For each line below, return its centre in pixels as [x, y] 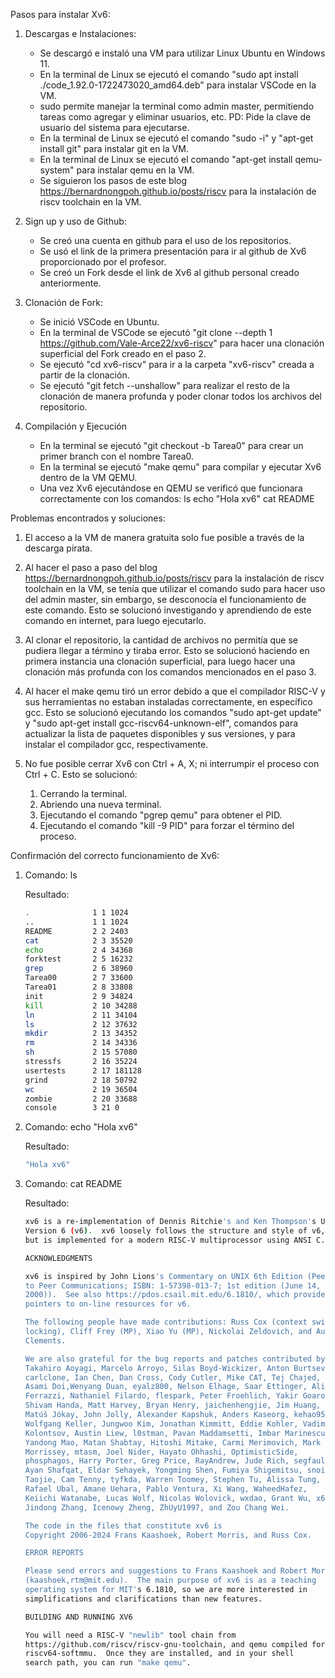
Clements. [45, 1340]
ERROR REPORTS [54, 1553]
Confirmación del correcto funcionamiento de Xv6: [115, 855]
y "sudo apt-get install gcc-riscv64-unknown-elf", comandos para [161, 723]
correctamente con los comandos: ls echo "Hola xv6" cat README [177, 498]
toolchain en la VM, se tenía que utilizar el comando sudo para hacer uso [175, 588]
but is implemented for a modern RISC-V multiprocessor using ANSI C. [175, 1240]
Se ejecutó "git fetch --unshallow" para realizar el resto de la [164, 385]
